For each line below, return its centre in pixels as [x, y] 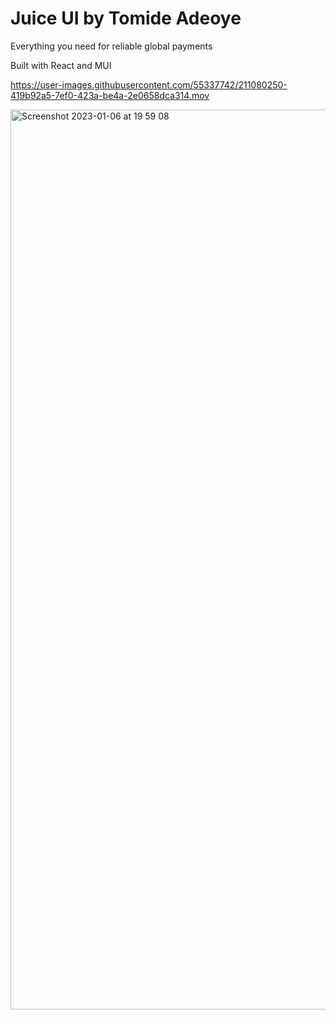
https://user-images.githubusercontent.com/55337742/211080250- [149, 84]
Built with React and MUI [61, 65]
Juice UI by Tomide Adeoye [126, 18]
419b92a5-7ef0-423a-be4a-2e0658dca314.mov [110, 95]
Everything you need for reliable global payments [111, 46]
